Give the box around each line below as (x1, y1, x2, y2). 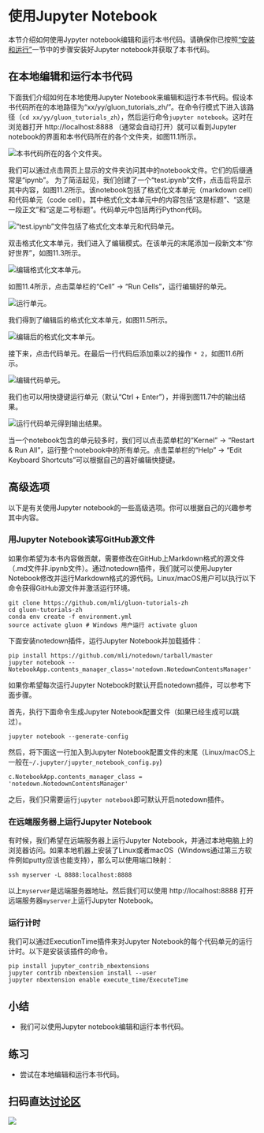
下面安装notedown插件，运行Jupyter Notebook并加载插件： (8, 635, 203, 645)
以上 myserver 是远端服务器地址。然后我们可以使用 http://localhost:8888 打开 (8, 886, 254, 896)
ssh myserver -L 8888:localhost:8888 (8, 871, 132, 879)
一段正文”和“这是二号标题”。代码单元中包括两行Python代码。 (8, 204, 206, 214)
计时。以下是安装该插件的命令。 (8, 947, 112, 956)
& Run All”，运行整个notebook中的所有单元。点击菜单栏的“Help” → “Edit (8, 445, 243, 454)
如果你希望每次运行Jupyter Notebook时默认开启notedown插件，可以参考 (8, 680, 244, 690)
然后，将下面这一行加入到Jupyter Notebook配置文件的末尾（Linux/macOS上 (8, 747, 256, 757)
